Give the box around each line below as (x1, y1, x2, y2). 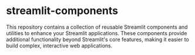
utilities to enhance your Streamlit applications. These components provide (6, 29, 187, 36)
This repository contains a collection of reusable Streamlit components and (6, 23, 188, 30)
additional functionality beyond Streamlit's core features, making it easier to (6, 36, 189, 43)
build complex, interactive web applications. (6, 42, 113, 49)
